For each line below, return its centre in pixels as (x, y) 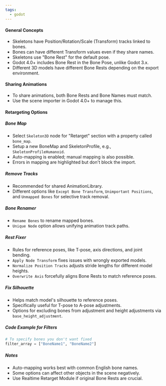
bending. (21, 255)
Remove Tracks (22, 174)
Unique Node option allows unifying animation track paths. (71, 226)
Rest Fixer (16, 237)
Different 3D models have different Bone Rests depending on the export (85, 68)
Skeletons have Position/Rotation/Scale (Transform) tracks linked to (81, 41)
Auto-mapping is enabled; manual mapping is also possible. (73, 157)
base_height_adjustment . (37, 316)
